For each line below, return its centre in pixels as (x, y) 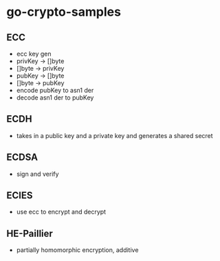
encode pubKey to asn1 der (55, 90)
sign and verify (37, 174)
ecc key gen (34, 54)
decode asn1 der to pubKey (55, 98)
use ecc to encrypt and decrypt (61, 212)
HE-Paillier (30, 233)
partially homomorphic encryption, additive (77, 250)
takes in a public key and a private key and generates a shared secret (115, 135)
